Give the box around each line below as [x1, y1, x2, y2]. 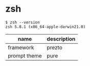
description [47, 35, 76, 42]
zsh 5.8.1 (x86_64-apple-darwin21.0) [5, 24, 86, 29]
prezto [47, 44, 63, 51]
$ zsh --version [5, 20, 40, 25]
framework [8, 44, 34, 51]
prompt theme [8, 52, 42, 59]
